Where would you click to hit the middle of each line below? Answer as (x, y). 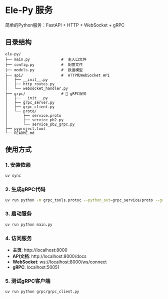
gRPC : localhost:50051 (36, 267)
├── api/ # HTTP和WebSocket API (57, 75)
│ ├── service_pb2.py (34, 120)
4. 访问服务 (18, 238)
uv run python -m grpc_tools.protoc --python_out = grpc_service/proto (79, 200)
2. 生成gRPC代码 (25, 189)
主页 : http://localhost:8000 (40, 250)
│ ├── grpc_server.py (30, 102)
